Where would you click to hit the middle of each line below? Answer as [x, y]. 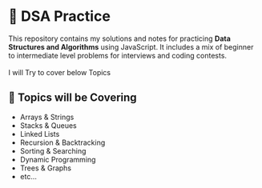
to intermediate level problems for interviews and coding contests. [117, 55]
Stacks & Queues [48, 125]
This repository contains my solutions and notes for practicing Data [119, 38]
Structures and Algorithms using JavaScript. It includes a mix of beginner [131, 46]
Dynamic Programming [58, 159]
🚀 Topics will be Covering [73, 98]
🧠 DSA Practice [59, 16]
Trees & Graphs [46, 168]
